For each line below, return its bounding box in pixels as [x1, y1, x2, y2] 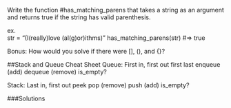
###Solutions [7, 94, 46, 102]
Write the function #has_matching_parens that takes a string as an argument [7, 6, 224, 14]
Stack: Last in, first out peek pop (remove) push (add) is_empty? [7, 81, 190, 89]
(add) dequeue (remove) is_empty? [7, 68, 107, 76]
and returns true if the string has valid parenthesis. [7, 13, 151, 21]
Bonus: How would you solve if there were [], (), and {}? [7, 47, 165, 55]
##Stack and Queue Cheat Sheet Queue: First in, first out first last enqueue [7, 61, 221, 68]
